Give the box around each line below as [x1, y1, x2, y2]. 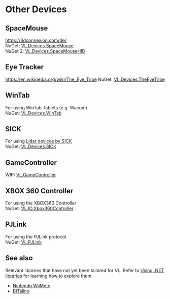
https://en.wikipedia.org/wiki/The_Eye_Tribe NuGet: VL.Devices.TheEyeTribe [5, 76, 165, 82]
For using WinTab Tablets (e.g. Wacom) [5, 104, 88, 110]
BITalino [12, 288, 30, 294]
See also [5, 254, 33, 262]
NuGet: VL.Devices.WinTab [5, 110, 62, 116]
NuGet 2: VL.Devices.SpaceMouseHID [5, 48, 85, 54]
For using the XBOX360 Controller [5, 200, 77, 206]
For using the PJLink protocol [5, 233, 66, 240]
